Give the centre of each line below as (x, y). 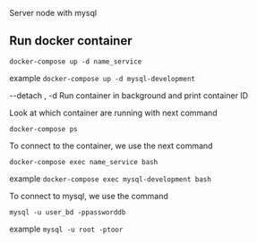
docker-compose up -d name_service (76, 62)
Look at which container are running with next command (113, 113)
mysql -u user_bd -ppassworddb (68, 212)
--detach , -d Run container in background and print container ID (129, 95)
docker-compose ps (43, 129)
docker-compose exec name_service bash (84, 162)
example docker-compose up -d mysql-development (102, 78)
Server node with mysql (53, 13)
